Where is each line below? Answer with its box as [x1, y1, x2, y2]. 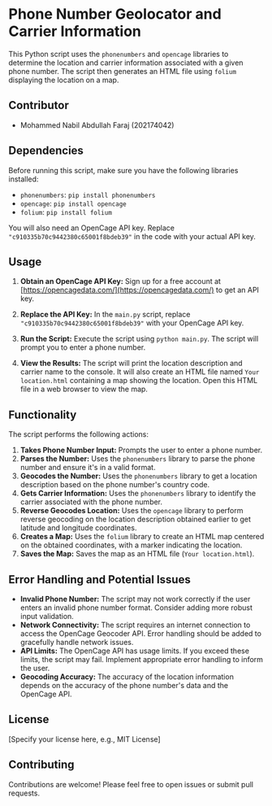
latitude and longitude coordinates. [19, 523, 137, 533]
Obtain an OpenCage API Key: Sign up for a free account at [19, 277, 222, 286]
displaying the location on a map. [8, 75, 119, 85]
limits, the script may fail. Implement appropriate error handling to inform [19, 655, 264, 664]
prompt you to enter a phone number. [19, 342, 146, 352]
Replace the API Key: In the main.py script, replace [19, 310, 191, 320]
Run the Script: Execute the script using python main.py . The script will [19, 334, 259, 344]
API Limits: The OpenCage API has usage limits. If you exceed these [19, 646, 250, 656]
